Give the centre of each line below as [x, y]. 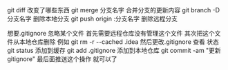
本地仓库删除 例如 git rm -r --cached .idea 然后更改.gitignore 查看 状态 [119, 42]
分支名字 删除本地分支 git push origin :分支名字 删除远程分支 [93, 19]
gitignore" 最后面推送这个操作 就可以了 [62, 59]
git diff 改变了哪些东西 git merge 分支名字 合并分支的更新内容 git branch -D [113, 10]
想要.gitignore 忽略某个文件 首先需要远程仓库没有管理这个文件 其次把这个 [111, 33]
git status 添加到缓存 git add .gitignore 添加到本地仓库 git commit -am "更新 [114, 50]
